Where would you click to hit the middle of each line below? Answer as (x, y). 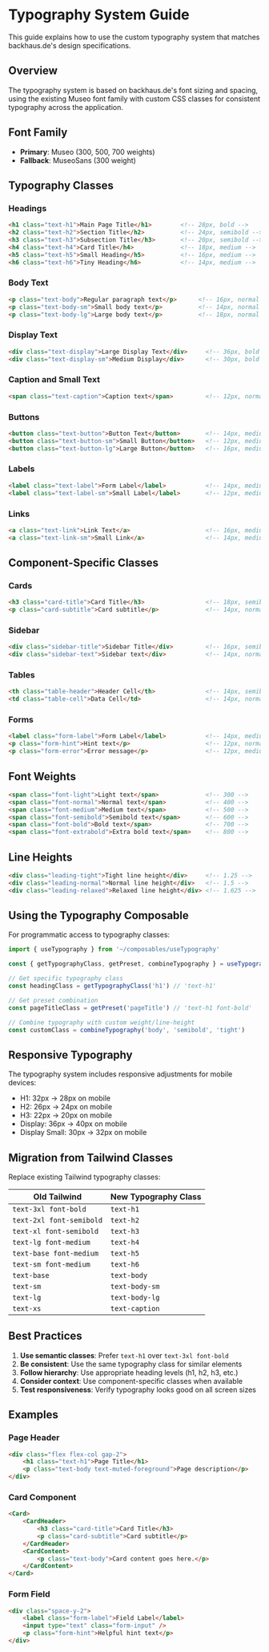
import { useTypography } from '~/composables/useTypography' (114, 950)
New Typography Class (156, 1197)
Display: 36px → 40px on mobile (74, 1124)
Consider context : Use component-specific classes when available (131, 1381)
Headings (28, 208)
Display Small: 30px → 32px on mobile (83, 1133)
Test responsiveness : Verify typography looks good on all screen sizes (138, 1390)
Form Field (29, 1594)
